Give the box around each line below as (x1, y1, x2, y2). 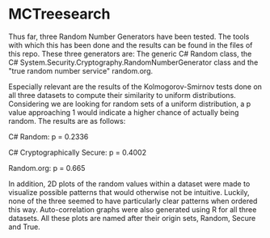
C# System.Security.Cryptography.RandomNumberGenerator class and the (8, 57, 259, 67)
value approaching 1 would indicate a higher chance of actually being (8, 107, 239, 117)
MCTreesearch (8, 5, 111, 23)
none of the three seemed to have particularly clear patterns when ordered (8, 196, 258, 206)
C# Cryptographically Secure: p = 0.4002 (8, 147, 147, 157)
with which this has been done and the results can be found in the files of (8, 40, 253, 49)
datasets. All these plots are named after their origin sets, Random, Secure (8, 213, 256, 223)
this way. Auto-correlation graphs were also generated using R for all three (8, 204, 257, 215)
